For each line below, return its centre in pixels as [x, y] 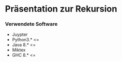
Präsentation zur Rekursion [61, 9]
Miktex [19, 50]
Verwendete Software [31, 24]
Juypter [20, 34]
